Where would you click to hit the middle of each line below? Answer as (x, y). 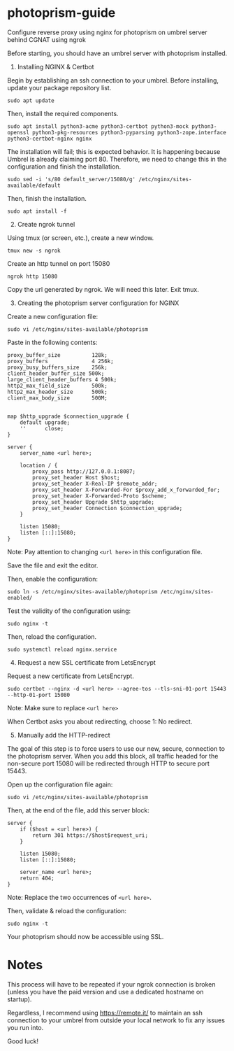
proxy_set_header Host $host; (76, 477)
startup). (20, 999)
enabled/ (20, 598)
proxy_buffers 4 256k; (60, 361)
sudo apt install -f (37, 211)
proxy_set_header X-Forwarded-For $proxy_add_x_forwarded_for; (126, 490)
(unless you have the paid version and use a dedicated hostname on (105, 992)
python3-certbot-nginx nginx (50, 139)
